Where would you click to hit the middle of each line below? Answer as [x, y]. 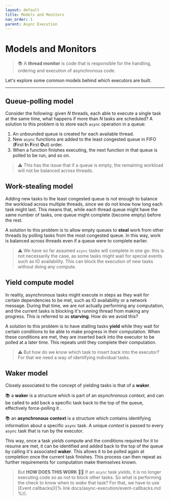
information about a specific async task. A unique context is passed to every [84, 426]
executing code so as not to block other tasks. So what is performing [90, 477]
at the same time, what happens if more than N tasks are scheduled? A [79, 119]
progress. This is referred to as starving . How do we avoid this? [72, 316]
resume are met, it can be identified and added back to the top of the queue [84, 446]
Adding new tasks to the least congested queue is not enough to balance [81, 198]
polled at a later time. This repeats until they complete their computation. [81, 342]
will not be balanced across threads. [55, 171]
